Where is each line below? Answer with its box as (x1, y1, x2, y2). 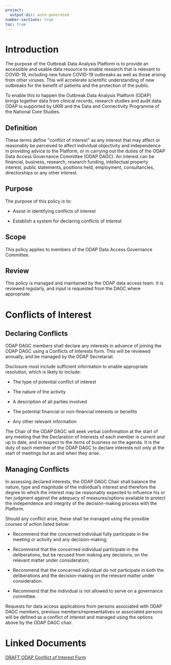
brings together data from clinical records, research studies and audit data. (5, 98, 163, 104)
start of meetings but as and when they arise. (5, 450, 101, 456)
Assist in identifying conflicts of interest (12, 208, 96, 214)
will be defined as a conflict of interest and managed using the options (5, 614, 153, 620)
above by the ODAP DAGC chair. (5, 619, 73, 626)
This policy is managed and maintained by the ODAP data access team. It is (5, 280, 164, 286)
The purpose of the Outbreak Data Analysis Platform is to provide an (5, 61, 149, 67)
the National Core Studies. (5, 108, 61, 115)
